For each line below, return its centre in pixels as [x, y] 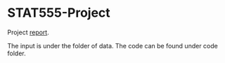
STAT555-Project [59, 13]
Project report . [28, 32]
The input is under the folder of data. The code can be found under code [112, 45]
